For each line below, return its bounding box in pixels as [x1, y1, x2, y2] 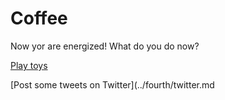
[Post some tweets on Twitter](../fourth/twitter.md [10, 78, 215, 91]
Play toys [10, 59, 48, 71]
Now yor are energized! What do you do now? [10, 40, 200, 52]
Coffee [10, 7, 68, 30]
